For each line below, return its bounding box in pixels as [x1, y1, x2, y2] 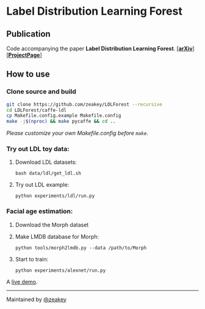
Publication [6, 29, 51, 39]
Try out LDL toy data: [6, 145, 70, 154]
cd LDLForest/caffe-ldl [6, 107, 67, 113]
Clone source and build [6, 87, 76, 96]
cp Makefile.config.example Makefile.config [6, 113, 121, 119]
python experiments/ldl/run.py [15, 193, 95, 199]
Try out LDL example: [15, 181, 70, 188]
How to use [6, 69, 50, 80]
